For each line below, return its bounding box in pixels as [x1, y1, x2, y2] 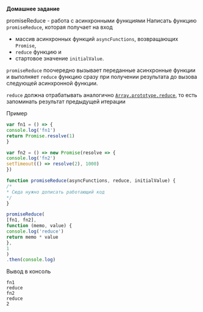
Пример [6, 110, 27, 117]
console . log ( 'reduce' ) [6, 228, 64, 234]
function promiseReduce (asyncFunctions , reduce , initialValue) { [6, 178, 176, 184]
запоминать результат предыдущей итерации [6, 98, 126, 105]
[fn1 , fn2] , [6, 217, 37, 223]
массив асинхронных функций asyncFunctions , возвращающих [15, 35, 179, 42]
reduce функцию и [15, 48, 62, 56]
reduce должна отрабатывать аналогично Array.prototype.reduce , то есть [6, 92, 198, 98]
